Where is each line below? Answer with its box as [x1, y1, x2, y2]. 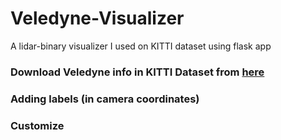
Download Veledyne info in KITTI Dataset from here [10, 65, 265, 79]
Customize [10, 118, 65, 132]
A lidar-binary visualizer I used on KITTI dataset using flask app [10, 40, 272, 52]
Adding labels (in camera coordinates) [10, 92, 200, 106]
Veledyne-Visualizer [10, 7, 185, 30]
